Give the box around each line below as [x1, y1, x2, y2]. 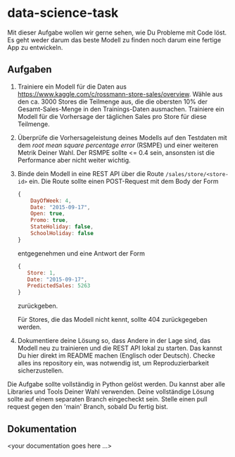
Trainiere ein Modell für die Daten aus [17, 82, 127, 91]
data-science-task [7, 5, 119, 21]
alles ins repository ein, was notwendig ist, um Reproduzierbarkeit [17, 359, 209, 368]
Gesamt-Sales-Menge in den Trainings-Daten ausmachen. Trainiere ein [17, 104, 224, 113]
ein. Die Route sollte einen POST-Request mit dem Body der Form [29, 177, 219, 185]
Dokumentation [7, 422, 77, 434]
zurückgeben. [17, 301, 58, 311]
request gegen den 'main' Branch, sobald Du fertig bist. [7, 403, 169, 411]
